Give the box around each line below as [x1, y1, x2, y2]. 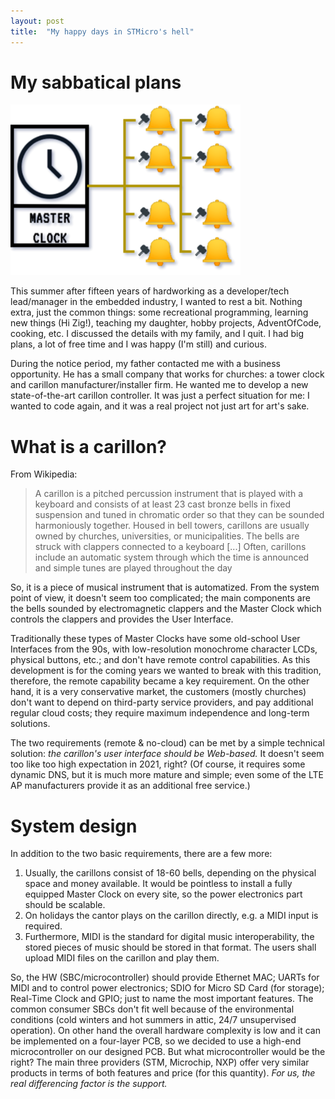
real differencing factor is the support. [10, 1078, 168, 1090]
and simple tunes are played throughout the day [34, 562, 233, 574]
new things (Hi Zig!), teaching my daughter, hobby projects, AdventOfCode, [10, 317, 322, 329]
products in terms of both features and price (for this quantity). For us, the [10, 1067, 316, 1079]
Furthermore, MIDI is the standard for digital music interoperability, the [24, 931, 315, 943]
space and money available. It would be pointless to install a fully [24, 878, 293, 890]
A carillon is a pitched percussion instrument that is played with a [34, 488, 304, 500]
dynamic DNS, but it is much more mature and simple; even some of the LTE [10, 769, 324, 781]
